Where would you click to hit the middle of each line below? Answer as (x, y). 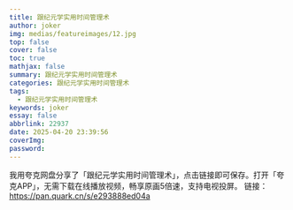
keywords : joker (39, 108)
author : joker (35, 26)
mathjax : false (37, 67)
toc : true (27, 58)
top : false (29, 42)
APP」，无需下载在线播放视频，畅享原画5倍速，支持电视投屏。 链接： (142, 185)
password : (27, 148)
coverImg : (27, 140)
